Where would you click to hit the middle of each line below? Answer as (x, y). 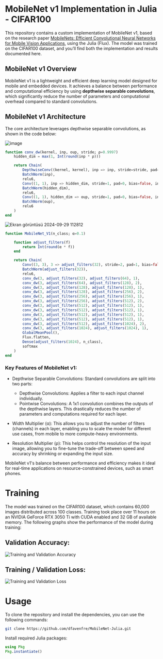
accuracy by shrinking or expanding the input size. (63, 453)
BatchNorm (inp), (39, 175)
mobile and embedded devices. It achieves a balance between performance (81, 86)
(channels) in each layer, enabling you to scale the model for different (81, 428)
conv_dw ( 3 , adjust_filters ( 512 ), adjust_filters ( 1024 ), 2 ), (84, 324)
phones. (13, 473)
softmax (30, 346)
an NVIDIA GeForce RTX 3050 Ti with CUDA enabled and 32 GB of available (81, 517)
